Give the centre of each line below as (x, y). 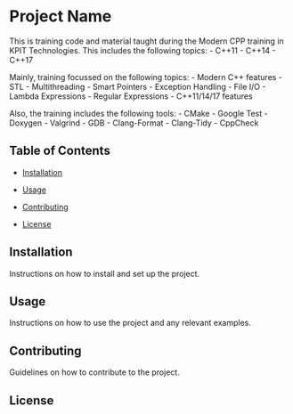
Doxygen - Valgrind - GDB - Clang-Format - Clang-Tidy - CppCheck (134, 123)
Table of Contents (60, 151)
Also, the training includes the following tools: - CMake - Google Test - (139, 113)
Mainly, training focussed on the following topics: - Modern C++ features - (146, 77)
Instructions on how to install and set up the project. (105, 273)
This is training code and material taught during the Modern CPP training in (147, 41)
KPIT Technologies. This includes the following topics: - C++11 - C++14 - (142, 50)
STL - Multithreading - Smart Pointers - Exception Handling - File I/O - (138, 86)
